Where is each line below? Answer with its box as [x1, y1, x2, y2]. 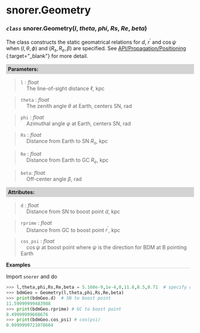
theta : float [20, 96, 50, 103]
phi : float [20, 113, 44, 120]
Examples [6, 261, 31, 269]
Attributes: [8, 188, 35, 196]
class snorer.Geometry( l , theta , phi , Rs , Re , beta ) [6, 25, 147, 33]
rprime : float [20, 219, 52, 226]
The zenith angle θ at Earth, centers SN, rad [26, 102, 132, 109]
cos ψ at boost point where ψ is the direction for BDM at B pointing [26, 244, 187, 251]
